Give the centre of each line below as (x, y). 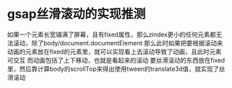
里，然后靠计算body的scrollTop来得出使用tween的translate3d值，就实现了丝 (116, 69)
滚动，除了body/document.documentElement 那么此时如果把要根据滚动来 (118, 43)
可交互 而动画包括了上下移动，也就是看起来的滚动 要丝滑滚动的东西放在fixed (116, 60)
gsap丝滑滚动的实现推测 (77, 14)
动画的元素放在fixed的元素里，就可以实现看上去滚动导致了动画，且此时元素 (114, 52)
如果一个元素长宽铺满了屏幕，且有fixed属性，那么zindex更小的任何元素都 (112, 34)
